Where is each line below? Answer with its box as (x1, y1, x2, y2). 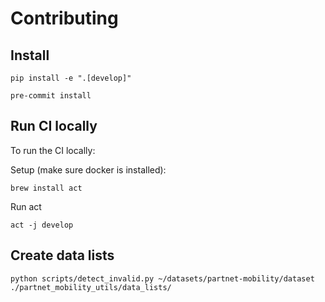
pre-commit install (10, 91, 92, 101)
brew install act (10, 183, 83, 193)
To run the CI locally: (10, 144, 96, 156)
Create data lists (10, 247, 115, 264)
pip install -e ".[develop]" (10, 73, 132, 83)
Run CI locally (10, 118, 98, 135)
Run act (10, 200, 42, 212)
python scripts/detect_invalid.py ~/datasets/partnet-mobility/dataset (10, 273, 315, 284)
